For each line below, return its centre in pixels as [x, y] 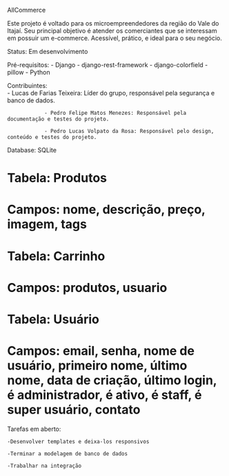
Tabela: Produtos [57, 178]
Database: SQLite [32, 150]
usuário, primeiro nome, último [97, 366]
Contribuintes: [27, 85]
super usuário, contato [74, 410]
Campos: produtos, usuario [87, 287]
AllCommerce [27, 10]
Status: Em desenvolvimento [48, 52]
